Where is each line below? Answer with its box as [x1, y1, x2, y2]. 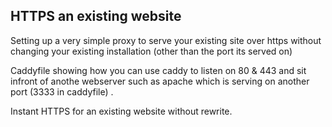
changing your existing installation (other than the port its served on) [10, 45, 293, 57]
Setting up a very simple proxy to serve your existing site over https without [10, 34, 322, 46]
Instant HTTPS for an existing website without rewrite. [10, 105, 233, 117]
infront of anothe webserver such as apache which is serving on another [10, 75, 310, 87]
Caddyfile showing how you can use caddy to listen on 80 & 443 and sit [10, 64, 307, 76]
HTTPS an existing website [10, 8, 182, 25]
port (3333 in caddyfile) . [10, 85, 114, 98]
